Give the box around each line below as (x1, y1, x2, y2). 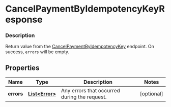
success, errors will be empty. (5, 49, 70, 55)
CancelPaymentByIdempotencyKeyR (5, 3, 165, 15)
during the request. (61, 93, 107, 100)
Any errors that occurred (61, 87, 121, 94)
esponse (5, 14, 43, 25)
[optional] (139, 90, 163, 97)
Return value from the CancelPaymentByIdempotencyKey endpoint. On (5, 44, 154, 50)
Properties (5, 63, 40, 72)
